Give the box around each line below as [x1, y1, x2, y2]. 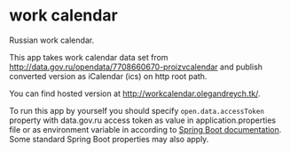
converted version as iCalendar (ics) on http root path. [9, 70, 208, 81]
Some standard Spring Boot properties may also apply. [9, 133, 209, 144]
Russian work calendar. [9, 35, 95, 45]
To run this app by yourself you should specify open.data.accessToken [9, 105, 264, 116]
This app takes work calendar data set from [9, 52, 169, 62]
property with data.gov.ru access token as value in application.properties [9, 115, 277, 125]
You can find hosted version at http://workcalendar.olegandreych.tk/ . [9, 88, 261, 99]
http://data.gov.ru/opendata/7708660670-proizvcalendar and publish [9, 61, 263, 72]
